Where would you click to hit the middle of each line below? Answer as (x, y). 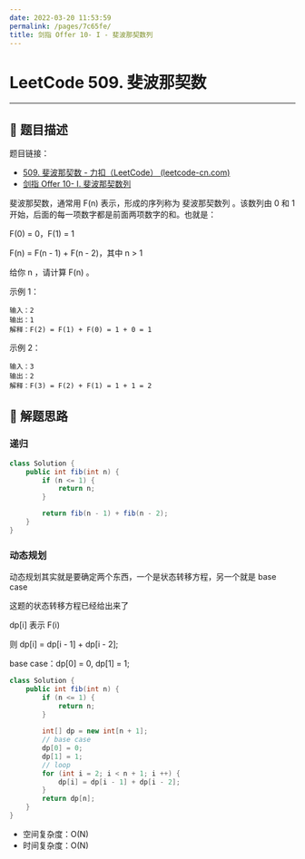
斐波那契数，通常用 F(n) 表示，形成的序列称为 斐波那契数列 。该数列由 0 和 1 (152, 203)
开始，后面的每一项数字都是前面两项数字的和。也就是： (113, 215)
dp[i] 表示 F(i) (35, 625)
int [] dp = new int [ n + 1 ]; (95, 731)
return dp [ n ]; (69, 799)
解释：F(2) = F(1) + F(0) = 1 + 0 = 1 (81, 330)
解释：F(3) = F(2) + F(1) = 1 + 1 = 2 (81, 386)
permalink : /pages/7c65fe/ (60, 26)
